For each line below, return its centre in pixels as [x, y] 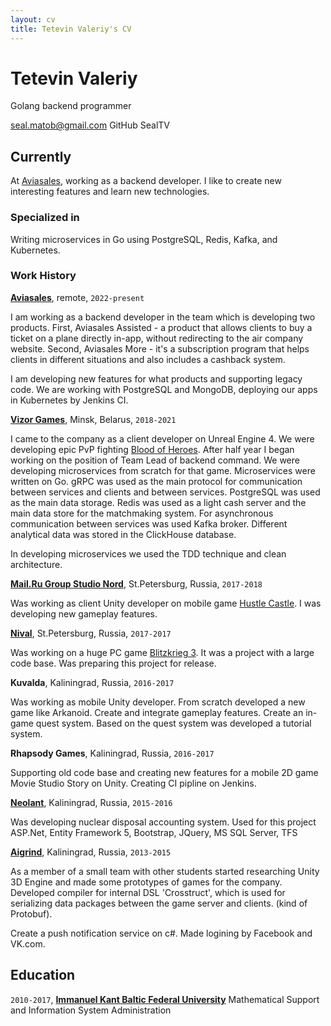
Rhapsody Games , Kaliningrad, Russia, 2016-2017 [112, 753]
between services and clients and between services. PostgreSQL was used [165, 492]
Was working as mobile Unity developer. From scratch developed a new [158, 702]
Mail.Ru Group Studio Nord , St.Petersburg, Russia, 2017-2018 [136, 583]
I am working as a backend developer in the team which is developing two [163, 317]
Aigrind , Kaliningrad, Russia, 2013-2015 [91, 852]
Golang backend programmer [71, 106]
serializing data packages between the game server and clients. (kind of [159, 903]
